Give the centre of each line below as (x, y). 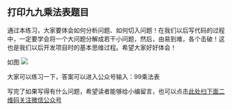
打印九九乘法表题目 (48, 12)
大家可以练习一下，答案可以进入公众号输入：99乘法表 (84, 76)
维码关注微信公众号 (35, 100)
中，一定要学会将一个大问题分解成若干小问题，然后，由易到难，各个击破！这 (116, 38)
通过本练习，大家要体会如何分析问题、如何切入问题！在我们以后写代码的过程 (116, 30)
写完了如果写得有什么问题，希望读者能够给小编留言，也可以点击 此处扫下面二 (116, 91)
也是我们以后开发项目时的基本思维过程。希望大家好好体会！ (92, 47)
